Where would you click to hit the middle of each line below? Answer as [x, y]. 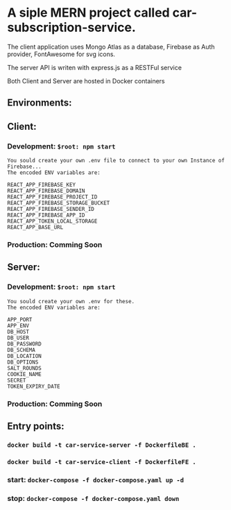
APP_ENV [18, 325]
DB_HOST [18, 332]
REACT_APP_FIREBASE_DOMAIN [46, 191]
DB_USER [18, 338]
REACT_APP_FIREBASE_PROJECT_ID [52, 197]
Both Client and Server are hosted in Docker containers [86, 80]
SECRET [17, 380]
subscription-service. [72, 27]
